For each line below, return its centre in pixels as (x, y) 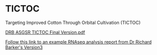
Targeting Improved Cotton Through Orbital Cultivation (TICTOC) (73, 22)
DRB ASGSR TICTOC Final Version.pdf (45, 32)
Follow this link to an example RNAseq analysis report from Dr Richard (78, 42)
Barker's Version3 (24, 47)
